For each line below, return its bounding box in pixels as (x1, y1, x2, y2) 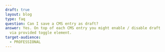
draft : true (5, 7, 30, 12)
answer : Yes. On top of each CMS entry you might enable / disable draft (5, 26, 161, 31)
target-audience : (5, 35, 41, 40)
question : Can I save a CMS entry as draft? (5, 21, 99, 26)
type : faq (5, 16, 26, 21)
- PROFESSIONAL (9, 40, 41, 45)
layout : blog (5, 12, 32, 17)
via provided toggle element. (9, 30, 72, 35)
